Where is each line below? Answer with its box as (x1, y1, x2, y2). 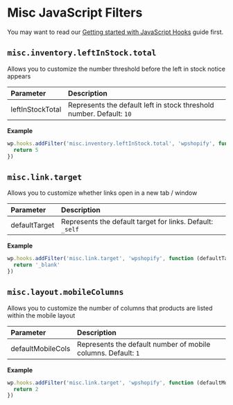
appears (7, 71, 31, 80)
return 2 (13, 386, 39, 393)
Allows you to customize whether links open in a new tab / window (7, 189, 198, 197)
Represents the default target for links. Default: (61, 217, 214, 227)
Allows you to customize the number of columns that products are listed (7, 304, 213, 312)
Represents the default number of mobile (77, 339, 211, 349)
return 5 (13, 146, 39, 153)
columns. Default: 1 (77, 348, 140, 358)
